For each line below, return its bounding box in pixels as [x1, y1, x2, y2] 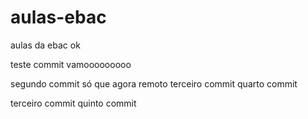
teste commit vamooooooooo [10, 58, 132, 70]
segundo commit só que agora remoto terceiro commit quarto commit [10, 77, 298, 90]
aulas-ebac [10, 6, 107, 29]
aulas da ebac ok [10, 39, 81, 51]
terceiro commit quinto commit [10, 97, 137, 109]
